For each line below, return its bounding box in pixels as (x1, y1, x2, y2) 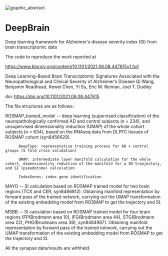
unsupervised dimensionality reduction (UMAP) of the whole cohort (5, 123, 144, 129)
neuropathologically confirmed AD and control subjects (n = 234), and (5, 118, 150, 124)
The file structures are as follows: (5, 103, 74, 109)
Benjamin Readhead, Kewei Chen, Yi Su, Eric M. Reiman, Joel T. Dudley (5, 83, 152, 89)
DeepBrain (5, 22, 50, 33)
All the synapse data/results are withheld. (5, 245, 91, 251)
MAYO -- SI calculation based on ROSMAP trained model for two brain (5, 183, 150, 189)
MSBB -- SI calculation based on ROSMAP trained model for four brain (5, 208, 150, 214)
